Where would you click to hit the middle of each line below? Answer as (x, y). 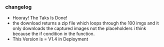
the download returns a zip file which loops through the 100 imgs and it (85, 23)
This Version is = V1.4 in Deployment (50, 39)
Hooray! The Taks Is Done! (40, 18)
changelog (18, 7)
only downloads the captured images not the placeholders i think (79, 28)
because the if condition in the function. (53, 34)
